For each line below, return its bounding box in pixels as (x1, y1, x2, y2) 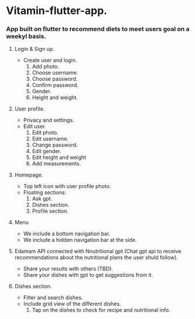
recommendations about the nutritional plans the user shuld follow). (14, 254, 179, 261)
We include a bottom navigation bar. (23, 230, 111, 237)
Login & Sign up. (14, 46, 54, 53)
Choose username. (32, 69, 78, 77)
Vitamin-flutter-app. (6, 4, 107, 18)
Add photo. (32, 63, 60, 70)
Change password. (32, 141, 78, 148)
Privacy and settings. (23, 117, 74, 124)
